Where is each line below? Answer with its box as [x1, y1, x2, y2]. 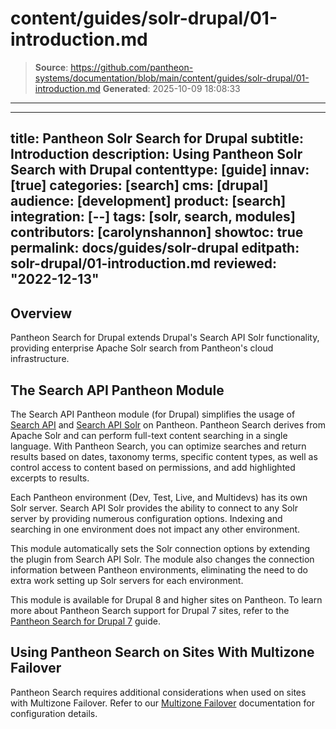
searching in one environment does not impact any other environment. [10, 523, 301, 535]
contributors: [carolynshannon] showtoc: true [10, 224, 304, 241]
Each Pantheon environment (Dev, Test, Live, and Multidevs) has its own [10, 491, 308, 503]
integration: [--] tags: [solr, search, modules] [10, 208, 296, 226]
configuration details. [10, 707, 98, 719]
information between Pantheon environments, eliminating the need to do [10, 563, 308, 576]
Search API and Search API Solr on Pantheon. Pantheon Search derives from [10, 418, 326, 431]
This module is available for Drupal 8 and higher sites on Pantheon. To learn [10, 593, 323, 606]
